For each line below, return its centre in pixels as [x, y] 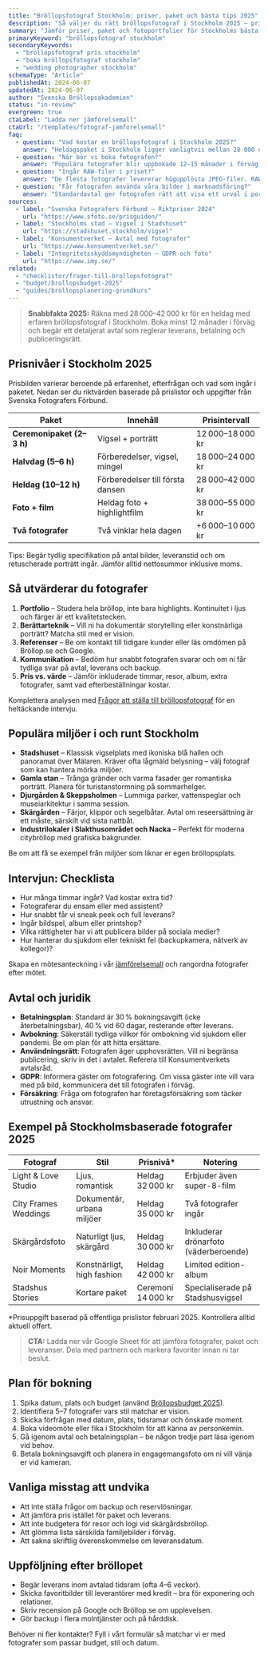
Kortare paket [101, 1292]
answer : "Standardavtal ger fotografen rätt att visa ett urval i [135, 194]
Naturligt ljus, [100, 1236]
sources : [23, 201]
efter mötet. [28, 973]
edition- [230, 1264]
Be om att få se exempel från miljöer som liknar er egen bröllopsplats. [122, 853]
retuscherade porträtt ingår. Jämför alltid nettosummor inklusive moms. [125, 564]
